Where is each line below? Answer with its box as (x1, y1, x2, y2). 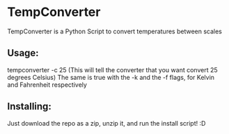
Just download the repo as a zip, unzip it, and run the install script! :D (7, 119, 206, 127)
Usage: (7, 47, 40, 59)
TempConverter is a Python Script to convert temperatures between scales (7, 27, 223, 35)
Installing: (7, 101, 52, 112)
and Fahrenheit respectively (7, 81, 87, 89)
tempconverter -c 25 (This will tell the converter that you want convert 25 (7, 65, 218, 74)
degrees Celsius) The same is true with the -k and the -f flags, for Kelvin (7, 73, 214, 81)
